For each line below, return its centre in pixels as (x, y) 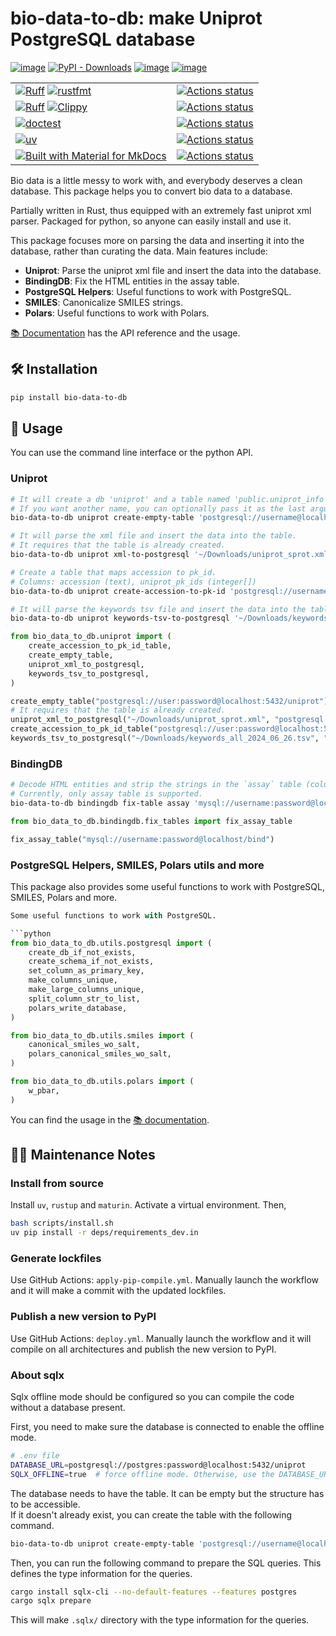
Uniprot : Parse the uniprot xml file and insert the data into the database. (173, 270)
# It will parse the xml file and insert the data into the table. (154, 536)
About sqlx (37, 1375)
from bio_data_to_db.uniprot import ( (91, 637)
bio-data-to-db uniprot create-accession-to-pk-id (118, 591)
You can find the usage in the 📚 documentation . (110, 1119)
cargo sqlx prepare (51, 1601)
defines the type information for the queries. (101, 1573)
